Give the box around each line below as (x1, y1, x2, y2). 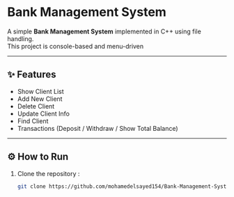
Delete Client (17, 102, 55, 110)
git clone (17, 182, 47, 190)
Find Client (17, 116, 49, 125)
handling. (7, 34, 34, 42)
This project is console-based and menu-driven (7, 42, 144, 50)
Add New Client (17, 95, 63, 103)
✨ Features (7, 69, 56, 81)
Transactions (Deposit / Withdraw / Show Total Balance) (17, 124, 179, 132)
